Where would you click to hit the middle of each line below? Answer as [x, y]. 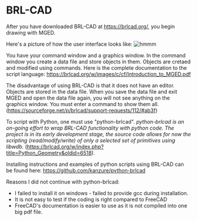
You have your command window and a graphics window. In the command [96, 55]
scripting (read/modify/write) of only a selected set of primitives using [91, 140]
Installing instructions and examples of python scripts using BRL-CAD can [95, 164]
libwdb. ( [17, 147]
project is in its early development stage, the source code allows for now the [98, 134]
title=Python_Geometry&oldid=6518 [49, 152]
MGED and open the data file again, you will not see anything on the [88, 98]
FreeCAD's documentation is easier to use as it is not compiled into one [101, 205]
